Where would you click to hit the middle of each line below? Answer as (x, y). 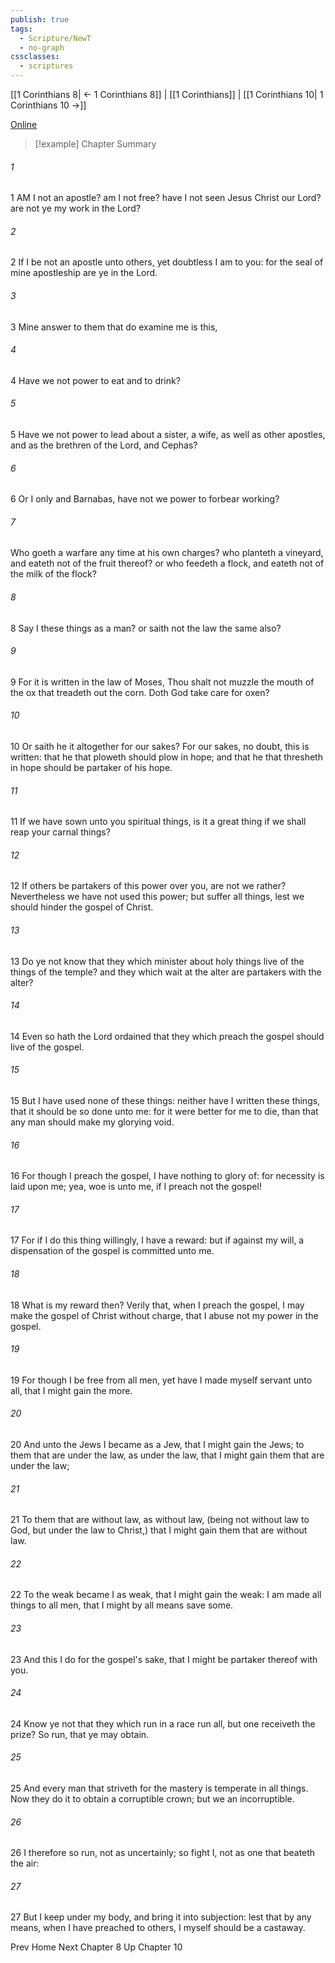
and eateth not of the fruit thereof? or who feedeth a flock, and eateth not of (167, 563)
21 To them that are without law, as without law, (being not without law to (160, 1520)
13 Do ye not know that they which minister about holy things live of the (157, 961)
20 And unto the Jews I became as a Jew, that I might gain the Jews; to (157, 1445)
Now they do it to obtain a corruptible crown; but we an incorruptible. (152, 1799)
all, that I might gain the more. (71, 1390)
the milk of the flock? (53, 574)
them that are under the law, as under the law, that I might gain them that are (167, 1455)
